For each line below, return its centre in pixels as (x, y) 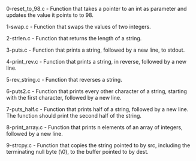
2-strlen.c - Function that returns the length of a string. (74, 38)
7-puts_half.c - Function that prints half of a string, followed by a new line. (97, 109)
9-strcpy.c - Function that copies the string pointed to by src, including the (98, 145)
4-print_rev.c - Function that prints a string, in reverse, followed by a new (97, 62)
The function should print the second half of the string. (74, 116)
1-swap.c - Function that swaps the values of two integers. (79, 27)
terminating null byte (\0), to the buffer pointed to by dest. (77, 152)
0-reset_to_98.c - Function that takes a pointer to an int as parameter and (97, 9)
